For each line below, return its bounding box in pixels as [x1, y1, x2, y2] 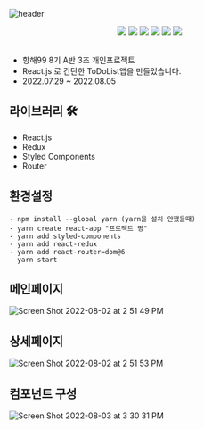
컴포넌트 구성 [9, 386, 78, 401]
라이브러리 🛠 [9, 103, 78, 120]
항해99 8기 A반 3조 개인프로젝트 [21, 54, 135, 65]
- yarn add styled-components [9, 232, 122, 241]
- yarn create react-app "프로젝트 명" [9, 224, 148, 233]
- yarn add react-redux [9, 239, 98, 249]
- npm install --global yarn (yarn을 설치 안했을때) [9, 214, 196, 223]
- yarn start [9, 255, 58, 264]
